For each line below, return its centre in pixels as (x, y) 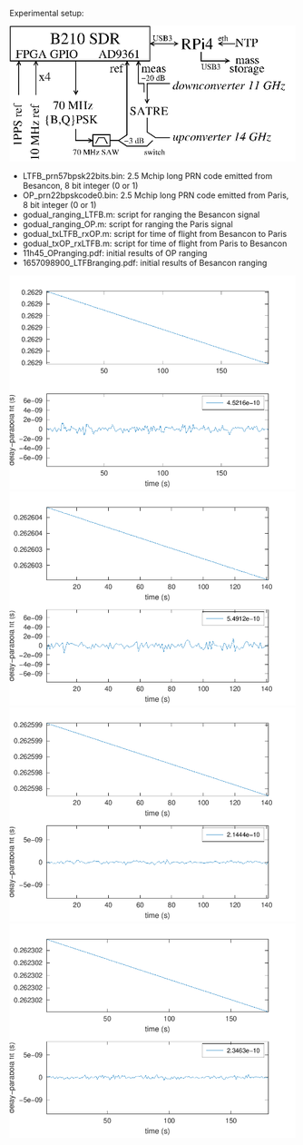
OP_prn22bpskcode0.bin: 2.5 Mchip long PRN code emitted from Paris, (156, 195)
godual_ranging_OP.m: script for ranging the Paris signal (127, 224)
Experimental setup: (47, 13)
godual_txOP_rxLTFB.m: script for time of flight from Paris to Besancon (155, 243)
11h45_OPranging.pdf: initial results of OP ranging (115, 253)
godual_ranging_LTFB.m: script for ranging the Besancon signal (141, 215)
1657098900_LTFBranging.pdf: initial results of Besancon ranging (145, 263)
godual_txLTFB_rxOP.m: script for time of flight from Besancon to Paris (155, 234)
